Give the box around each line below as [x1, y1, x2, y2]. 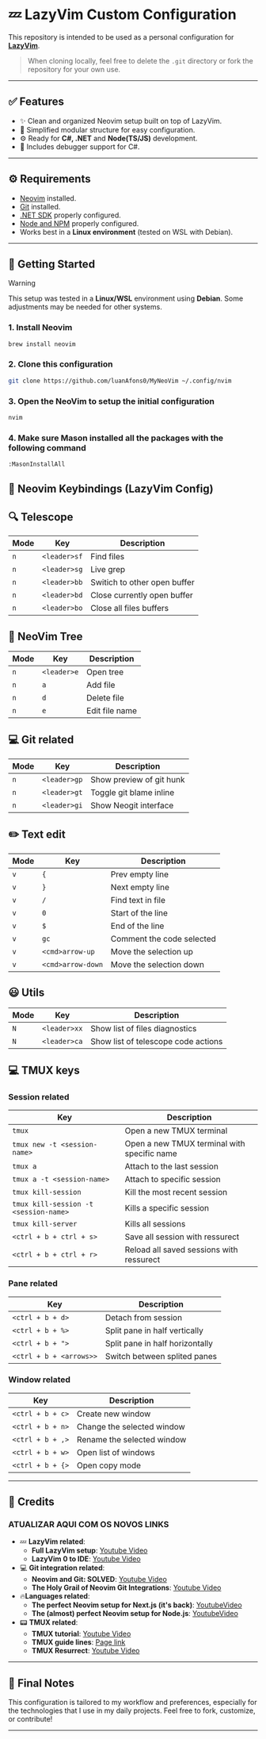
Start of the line [110, 907, 169, 918]
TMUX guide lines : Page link [31, 1637, 126, 1647]
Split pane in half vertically [104, 1325, 203, 1336]
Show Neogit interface [90, 800, 174, 811]
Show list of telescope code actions [90, 1035, 223, 1046]
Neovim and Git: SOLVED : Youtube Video [31, 1575, 168, 1584]
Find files [90, 551, 125, 562]
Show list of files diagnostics [90, 1023, 197, 1034]
